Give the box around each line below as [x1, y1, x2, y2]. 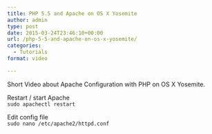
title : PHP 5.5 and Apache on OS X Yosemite [7, 10, 137, 17]
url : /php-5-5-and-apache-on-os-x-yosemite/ [7, 36, 137, 43]
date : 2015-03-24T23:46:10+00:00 [7, 29, 104, 37]
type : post [7, 23, 39, 30]
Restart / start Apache [7, 93, 70, 102]
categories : [7, 42, 41, 49]
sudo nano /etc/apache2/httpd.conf [7, 120, 110, 127]
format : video [7, 55, 48, 62]
